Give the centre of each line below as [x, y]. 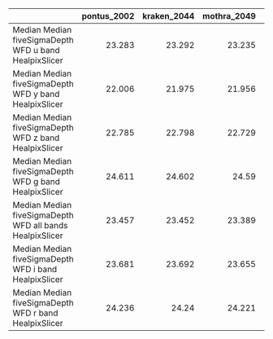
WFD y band [36, 94]
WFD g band [37, 181]
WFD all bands [40, 225]
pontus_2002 [108, 16]
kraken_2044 [168, 16]
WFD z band [36, 138]
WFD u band [36, 50]
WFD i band [35, 269]
